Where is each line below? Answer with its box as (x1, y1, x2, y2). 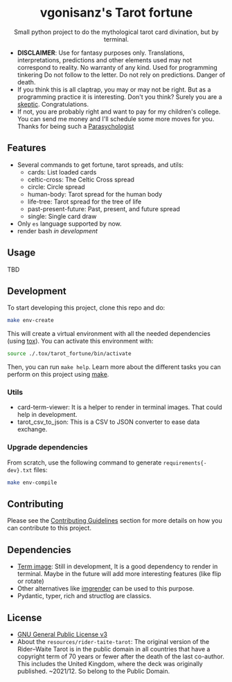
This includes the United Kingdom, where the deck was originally (17, 660, 203, 668)
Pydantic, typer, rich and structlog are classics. (17, 592, 152, 600)
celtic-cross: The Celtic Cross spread (27, 175, 135, 183)
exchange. (17, 425, 48, 433)
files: (33, 465, 48, 474)
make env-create (7, 317, 54, 324)
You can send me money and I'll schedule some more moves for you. (17, 114, 215, 123)
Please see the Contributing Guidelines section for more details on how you (7, 517, 223, 525)
